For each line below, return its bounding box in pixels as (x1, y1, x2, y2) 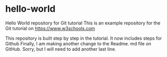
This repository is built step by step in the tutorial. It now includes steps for (5, 35, 162, 41)
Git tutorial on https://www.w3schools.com (5, 25, 95, 31)
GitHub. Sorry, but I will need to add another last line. (5, 46, 116, 52)
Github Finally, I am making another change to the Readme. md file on (5, 40, 152, 46)
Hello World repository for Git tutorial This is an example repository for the (5, 20, 161, 26)
